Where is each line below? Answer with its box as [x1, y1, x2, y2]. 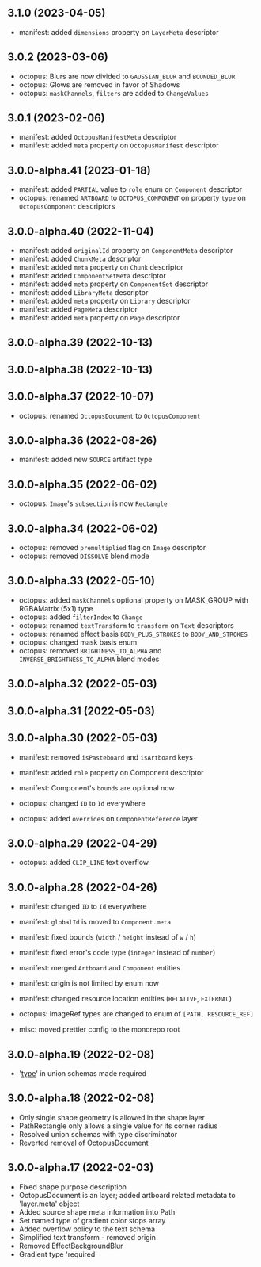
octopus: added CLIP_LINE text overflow [18, 858, 149, 867]
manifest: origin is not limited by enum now [18, 978, 160, 988]
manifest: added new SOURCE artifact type [18, 455, 153, 465]
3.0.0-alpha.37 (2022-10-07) [7, 390, 154, 404]
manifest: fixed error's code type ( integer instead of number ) [18, 947, 216, 958]
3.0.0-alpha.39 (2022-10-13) [7, 336, 153, 350]
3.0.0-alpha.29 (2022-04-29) [7, 836, 157, 850]
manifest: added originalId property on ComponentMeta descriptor [18, 246, 233, 255]
